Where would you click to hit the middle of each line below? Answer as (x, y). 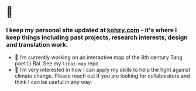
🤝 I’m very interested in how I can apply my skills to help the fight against (102, 70)
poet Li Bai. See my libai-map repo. (57, 64)
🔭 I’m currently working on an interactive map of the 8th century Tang (98, 57)
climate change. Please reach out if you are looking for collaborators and (102, 76)
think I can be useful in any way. (53, 82)
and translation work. (37, 45)
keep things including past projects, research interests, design (97, 37)
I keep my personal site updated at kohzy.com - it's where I (92, 30)
